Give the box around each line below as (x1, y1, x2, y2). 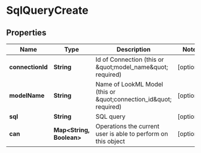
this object (95, 137, 126, 145)
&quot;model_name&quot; (95, 63, 169, 71)
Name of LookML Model (95, 80, 163, 88)
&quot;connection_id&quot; (95, 95, 172, 103)
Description (116, 46, 151, 53)
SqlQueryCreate (6, 4, 89, 17)
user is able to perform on (95, 130, 169, 138)
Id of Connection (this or (95, 55, 165, 64)
